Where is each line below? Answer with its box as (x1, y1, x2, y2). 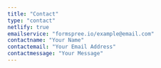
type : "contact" (7, 17, 56, 24)
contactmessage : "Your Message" (7, 50, 103, 57)
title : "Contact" (7, 10, 59, 18)
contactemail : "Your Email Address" (7, 43, 116, 50)
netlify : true (7, 23, 50, 30)
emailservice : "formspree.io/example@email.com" (7, 30, 155, 38)
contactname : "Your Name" (7, 37, 84, 44)
